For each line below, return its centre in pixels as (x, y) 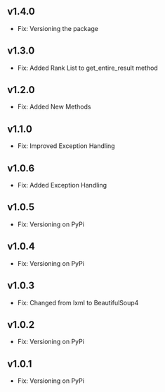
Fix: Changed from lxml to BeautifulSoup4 (78, 302)
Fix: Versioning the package (58, 28)
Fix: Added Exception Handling (62, 185)
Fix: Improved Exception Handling (66, 146)
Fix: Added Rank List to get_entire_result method (87, 68)
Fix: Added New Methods (54, 107)
